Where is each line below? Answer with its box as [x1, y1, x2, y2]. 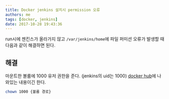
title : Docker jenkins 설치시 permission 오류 [5, 7, 100, 13]
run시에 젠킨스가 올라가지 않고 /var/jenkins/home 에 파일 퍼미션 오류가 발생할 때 [5, 36, 164, 42]
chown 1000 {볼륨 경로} [5, 89, 51, 94]
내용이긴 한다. [18, 79, 46, 85]
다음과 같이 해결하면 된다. [5, 42, 56, 48]
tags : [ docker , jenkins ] [5, 17, 58, 22]
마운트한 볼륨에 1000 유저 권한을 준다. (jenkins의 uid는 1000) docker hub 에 [5, 73, 156, 79]
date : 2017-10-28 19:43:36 [5, 21, 62, 27]
